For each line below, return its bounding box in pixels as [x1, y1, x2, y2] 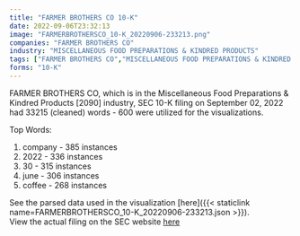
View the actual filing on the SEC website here [9, 216, 181, 227]
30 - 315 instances [22, 161, 92, 171]
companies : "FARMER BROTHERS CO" [9, 38, 135, 48]
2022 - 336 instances [22, 151, 103, 162]
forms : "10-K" [9, 64, 63, 73]
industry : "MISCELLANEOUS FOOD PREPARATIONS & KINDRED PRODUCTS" [9, 47, 259, 56]
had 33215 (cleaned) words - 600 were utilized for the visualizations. [9, 107, 264, 118]
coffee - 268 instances [22, 179, 108, 190]
